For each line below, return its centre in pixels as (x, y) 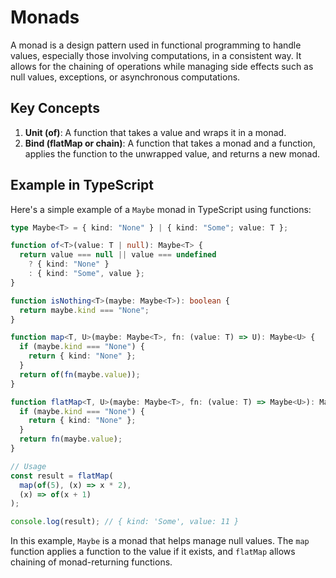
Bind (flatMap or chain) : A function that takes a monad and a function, (170, 143)
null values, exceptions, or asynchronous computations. (125, 77)
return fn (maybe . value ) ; (71, 439)
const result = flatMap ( (62, 476)
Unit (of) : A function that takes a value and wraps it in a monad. (155, 132)
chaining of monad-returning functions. (91, 562)
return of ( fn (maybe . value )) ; (80, 374)
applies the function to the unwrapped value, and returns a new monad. (172, 153)
